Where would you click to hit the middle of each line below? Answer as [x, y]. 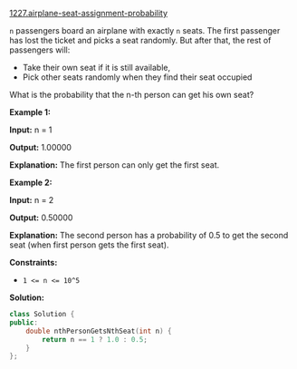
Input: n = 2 [32, 200]
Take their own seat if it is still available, [96, 68]
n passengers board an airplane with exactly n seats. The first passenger [145, 30]
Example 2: [31, 182]
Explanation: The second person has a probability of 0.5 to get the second [149, 235]
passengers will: [40, 50]
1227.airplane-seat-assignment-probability [89, 13]
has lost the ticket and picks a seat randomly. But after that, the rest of [140, 40]
